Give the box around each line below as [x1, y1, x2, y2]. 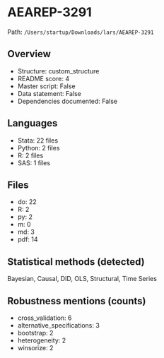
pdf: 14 [17, 235, 38, 244]
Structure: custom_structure [17, 66, 100, 75]
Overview [7, 48, 52, 60]
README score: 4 [17, 74, 69, 83]
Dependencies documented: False [17, 97, 118, 105]
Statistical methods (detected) [7, 256, 145, 268]
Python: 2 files [17, 143, 60, 152]
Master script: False [17, 82, 76, 90]
